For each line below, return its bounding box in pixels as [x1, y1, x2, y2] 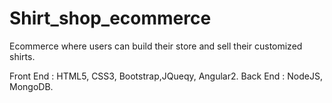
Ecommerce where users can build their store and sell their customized [9, 40, 303, 52]
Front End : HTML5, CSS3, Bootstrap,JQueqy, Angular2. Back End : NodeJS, [9, 70, 323, 82]
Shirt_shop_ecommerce [9, 7, 212, 30]
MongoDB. [9, 80, 54, 92]
